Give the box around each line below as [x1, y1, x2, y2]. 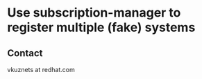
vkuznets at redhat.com [7, 66, 75, 73]
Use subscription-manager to [7, 5, 181, 21]
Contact [7, 47, 43, 59]
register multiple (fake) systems [7, 19, 196, 35]
